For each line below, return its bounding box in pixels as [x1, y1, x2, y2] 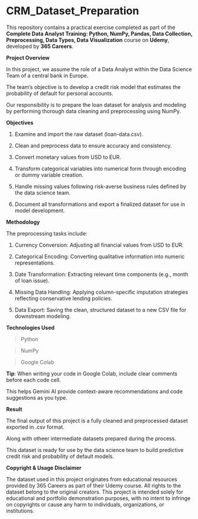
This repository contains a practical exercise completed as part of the [6, 24, 176, 31]
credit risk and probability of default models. [6, 453, 114, 460]
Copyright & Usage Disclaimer [6, 464, 82, 471]
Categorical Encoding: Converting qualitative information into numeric [14, 253, 185, 260]
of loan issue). [14, 277, 50, 284]
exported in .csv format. [6, 423, 65, 431]
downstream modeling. [14, 313, 71, 320]
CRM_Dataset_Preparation [6, 4, 139, 18]
